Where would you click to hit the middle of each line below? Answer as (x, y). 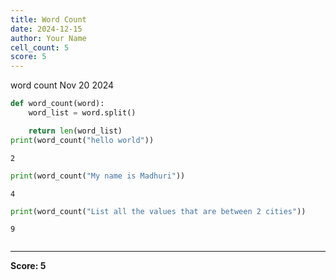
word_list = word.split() (82, 113)
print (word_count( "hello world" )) (82, 140)
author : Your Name (48, 38)
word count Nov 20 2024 (62, 85)
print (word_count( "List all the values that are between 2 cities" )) (158, 211)
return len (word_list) (75, 131)
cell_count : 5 (40, 47)
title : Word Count (48, 19)
